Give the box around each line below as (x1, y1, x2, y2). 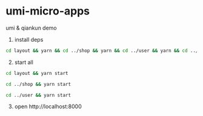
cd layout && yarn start (5, 70, 68, 76)
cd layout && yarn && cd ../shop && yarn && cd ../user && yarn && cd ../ (5, 47, 199, 54)
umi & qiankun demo (5, 24, 57, 31)
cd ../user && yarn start (5, 92, 71, 98)
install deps (14, 36, 44, 43)
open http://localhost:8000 (14, 103, 82, 110)
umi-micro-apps (5, 4, 90, 18)
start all (14, 59, 34, 66)
